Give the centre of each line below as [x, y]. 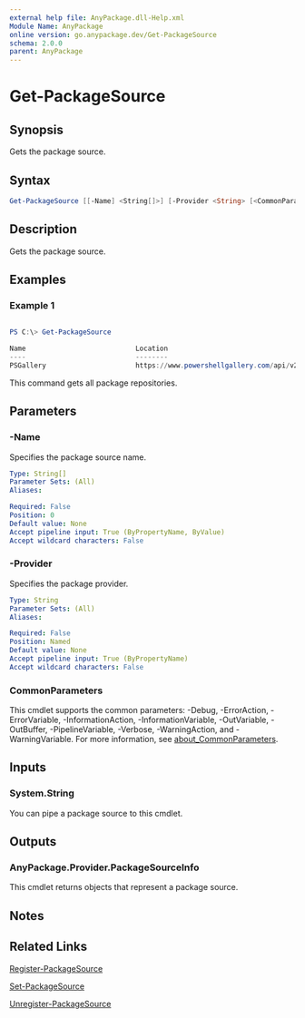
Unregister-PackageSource [60, 1003]
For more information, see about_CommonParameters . [177, 739]
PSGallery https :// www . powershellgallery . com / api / [150, 365]
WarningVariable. [42, 739]
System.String [42, 793]
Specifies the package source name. [78, 457]
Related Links [49, 947]
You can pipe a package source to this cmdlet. [96, 813]
